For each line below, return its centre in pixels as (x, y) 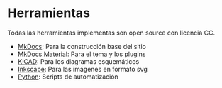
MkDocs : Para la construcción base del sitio (82, 46)
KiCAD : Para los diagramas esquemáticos (78, 61)
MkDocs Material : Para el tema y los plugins (82, 54)
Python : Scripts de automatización (68, 77)
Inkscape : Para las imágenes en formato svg (82, 69)
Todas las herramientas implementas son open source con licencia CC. (111, 33)
